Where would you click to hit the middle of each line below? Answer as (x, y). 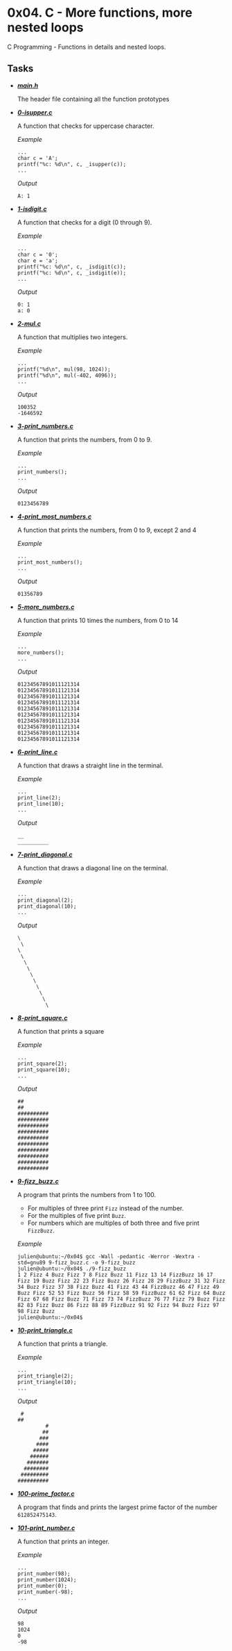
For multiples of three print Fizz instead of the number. (106, 1208)
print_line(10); (41, 804)
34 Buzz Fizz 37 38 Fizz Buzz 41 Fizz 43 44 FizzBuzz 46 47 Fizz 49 (118, 1287)
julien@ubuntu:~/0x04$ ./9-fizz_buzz (72, 1269)
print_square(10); (44, 1070)
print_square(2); (42, 1064)
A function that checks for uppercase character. (86, 126)
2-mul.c (29, 323)
